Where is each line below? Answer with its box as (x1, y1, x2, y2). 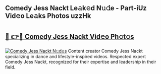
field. (5, 64, 16, 70)
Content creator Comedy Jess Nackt (68, 48, 143, 54)
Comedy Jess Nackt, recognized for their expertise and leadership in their (5, 59, 157, 65)
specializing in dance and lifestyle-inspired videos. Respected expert (5, 54, 146, 59)
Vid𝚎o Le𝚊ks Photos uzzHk (5, 12, 92, 20)
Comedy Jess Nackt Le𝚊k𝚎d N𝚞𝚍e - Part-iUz (5, 4, 147, 12)
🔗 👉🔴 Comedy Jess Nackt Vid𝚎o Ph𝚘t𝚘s (5, 32, 134, 41)
